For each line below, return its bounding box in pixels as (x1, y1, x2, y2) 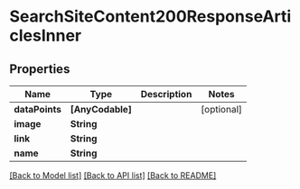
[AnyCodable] (70, 103, 133, 115)
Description (140, 88, 192, 100)
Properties (9, 61, 70, 76)
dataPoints (14, 103, 61, 115)
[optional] (200, 103, 242, 115)
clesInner (9, 25, 82, 46)
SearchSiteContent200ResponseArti (9, 6, 292, 27)
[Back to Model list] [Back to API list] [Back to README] (9, 170, 217, 181)
